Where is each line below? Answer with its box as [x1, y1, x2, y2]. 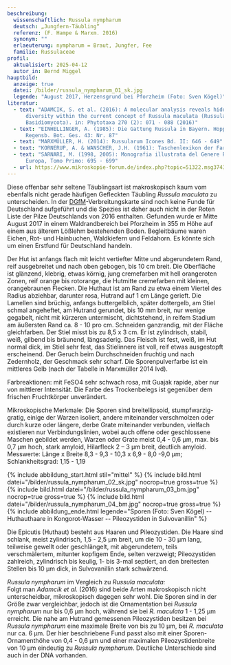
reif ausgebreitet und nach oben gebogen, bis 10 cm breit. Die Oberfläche [7, 262, 216, 270]
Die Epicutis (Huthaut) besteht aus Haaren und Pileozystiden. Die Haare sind [7, 528, 223, 536]
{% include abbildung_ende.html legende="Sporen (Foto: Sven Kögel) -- [7, 507, 212, 515]
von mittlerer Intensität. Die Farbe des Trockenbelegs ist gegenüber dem [7, 385, 213, 393]
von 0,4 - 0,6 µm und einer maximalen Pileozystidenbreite [51, 636, 215, 644]
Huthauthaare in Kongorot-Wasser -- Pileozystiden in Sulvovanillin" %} [7, 514, 208, 522]
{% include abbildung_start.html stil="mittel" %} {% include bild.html [7, 470, 201, 479]
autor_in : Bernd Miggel [13, 68, 81, 74]
